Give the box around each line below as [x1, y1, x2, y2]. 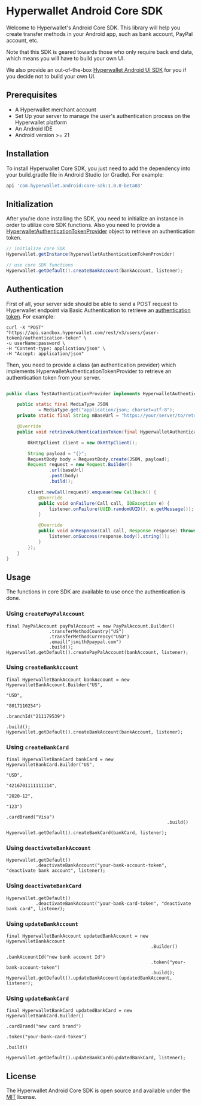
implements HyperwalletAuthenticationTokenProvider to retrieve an [6, 367, 172, 375]
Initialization [6, 199, 54, 209]
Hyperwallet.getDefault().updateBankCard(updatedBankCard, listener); [6, 1055, 186, 1061]
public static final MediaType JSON [17, 401, 109, 408]
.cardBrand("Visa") [6, 814, 55, 820]
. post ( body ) [48, 473, 79, 479]
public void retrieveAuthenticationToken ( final [17, 429, 138, 435]
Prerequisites [6, 90, 57, 100]
